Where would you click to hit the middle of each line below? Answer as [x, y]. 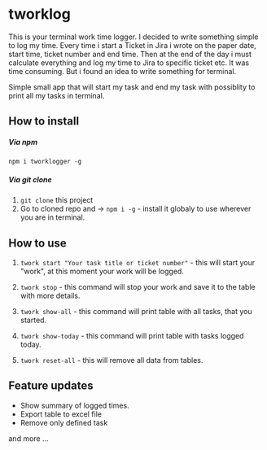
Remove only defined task [64, 422]
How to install [44, 122]
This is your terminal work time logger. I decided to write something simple [133, 37]
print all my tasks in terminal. [57, 95]
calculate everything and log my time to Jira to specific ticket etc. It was [129, 63]
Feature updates [51, 386]
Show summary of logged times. [74, 405]
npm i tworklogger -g [45, 162]
